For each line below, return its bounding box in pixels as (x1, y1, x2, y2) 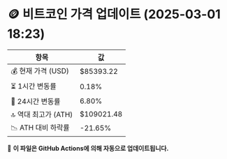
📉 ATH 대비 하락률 (10, 123, 70, 132)
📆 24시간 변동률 (10, 96, 61, 106)
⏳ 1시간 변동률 (10, 81, 57, 91)
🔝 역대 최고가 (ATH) (10, 109, 73, 119)
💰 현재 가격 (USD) (10, 66, 70, 75)
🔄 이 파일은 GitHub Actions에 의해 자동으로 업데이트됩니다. (7, 144, 169, 152)
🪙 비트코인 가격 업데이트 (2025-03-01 (7, 6, 221, 22)
